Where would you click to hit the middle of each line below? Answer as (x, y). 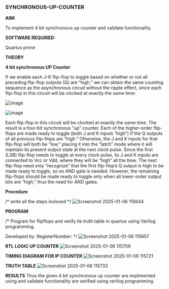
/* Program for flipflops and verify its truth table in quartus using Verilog (80, 221)
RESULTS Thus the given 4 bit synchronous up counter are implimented (80, 276)
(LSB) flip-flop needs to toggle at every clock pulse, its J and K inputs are (82, 155)
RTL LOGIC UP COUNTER (32, 246)
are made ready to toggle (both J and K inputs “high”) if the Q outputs (90, 133)
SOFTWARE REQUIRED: (30, 38)
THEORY (15, 57)
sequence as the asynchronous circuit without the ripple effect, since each (83, 88)
